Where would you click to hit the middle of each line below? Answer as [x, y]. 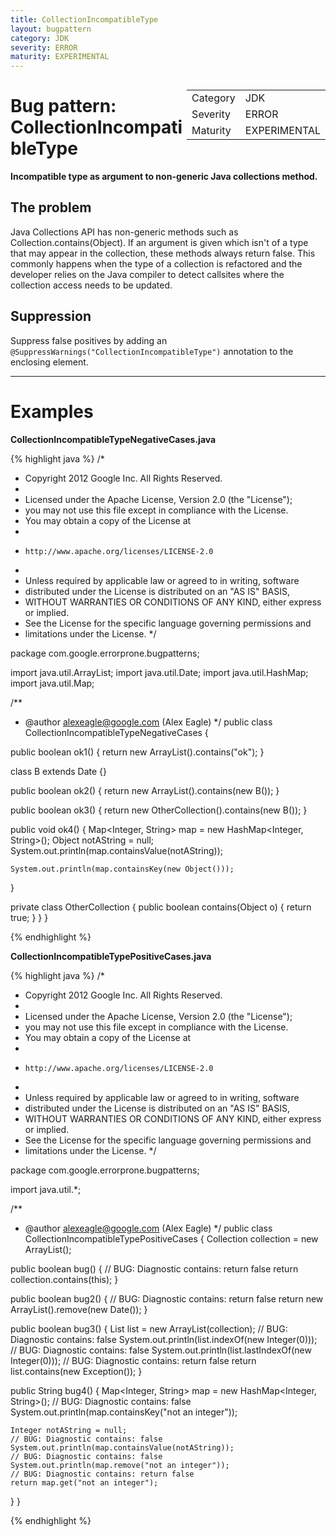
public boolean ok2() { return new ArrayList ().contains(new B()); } [145, 790]
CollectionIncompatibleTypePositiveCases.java [111, 956]
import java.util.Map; [52, 683]
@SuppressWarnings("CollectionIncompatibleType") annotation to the [152, 351]
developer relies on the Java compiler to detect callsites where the [147, 274]
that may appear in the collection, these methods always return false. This [163, 253]
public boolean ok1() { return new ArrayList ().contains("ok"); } [137, 752]
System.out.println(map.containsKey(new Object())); [122, 869]
